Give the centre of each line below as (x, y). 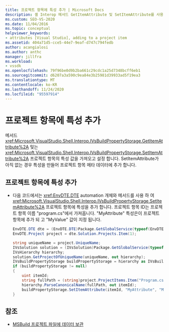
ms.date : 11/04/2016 (27, 24)
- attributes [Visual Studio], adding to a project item (66, 38)
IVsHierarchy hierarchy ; (38, 252)
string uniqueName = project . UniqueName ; (57, 243)
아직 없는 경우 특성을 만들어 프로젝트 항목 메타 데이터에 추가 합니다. (71, 165)
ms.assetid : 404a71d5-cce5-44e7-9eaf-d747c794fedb (59, 43)
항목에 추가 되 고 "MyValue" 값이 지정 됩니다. (57, 220)
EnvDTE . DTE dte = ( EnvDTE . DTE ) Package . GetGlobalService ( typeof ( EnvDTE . (89, 229)
